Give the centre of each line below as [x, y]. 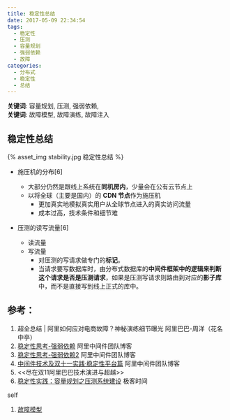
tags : [15, 27]
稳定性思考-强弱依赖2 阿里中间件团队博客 [76, 354]
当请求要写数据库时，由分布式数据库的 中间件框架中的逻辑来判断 [130, 269]
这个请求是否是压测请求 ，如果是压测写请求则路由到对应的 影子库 [130, 277]
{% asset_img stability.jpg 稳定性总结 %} [66, 157]
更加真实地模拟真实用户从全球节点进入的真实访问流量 [115, 204]
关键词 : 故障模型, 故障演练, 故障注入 [58, 115]
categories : [24, 66]
